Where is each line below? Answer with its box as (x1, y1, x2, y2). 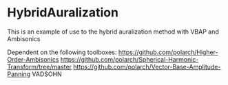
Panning (7, 70, 31, 78)
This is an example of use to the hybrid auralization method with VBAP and (7, 27, 219, 36)
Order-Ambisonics (7, 55, 59, 63)
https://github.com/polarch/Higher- (118, 48, 218, 56)
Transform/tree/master (7, 62, 72, 71)
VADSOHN (32, 70, 62, 78)
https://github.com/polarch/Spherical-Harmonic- (60, 55, 199, 63)
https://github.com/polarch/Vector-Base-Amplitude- (73, 62, 221, 71)
